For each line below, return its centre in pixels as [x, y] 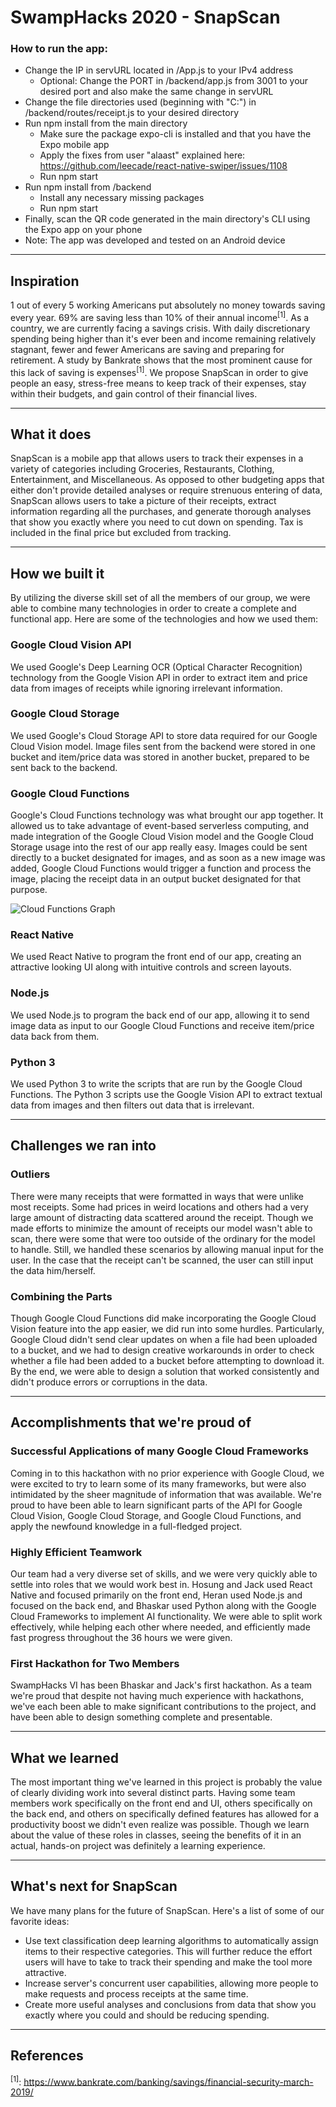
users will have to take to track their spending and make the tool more [168, 1962]
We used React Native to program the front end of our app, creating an [156, 957]
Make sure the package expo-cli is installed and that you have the [175, 134]
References [47, 2056]
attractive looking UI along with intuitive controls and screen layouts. [151, 967]
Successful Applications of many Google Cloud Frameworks [159, 1451]
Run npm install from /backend [88, 187]
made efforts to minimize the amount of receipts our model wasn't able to [161, 1228]
